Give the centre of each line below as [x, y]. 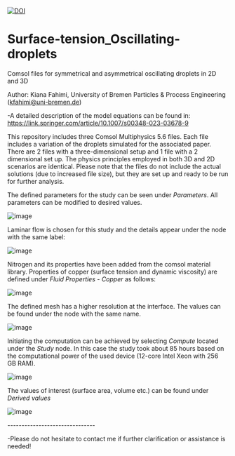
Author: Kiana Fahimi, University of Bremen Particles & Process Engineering [116, 94]
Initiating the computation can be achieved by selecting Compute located [113, 341]
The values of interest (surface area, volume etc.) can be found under [108, 390]
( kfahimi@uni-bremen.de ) [45, 102]
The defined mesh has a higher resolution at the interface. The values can [114, 306]
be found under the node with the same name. [74, 314]
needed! [19, 446]
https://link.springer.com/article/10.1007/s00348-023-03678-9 [98, 123]
